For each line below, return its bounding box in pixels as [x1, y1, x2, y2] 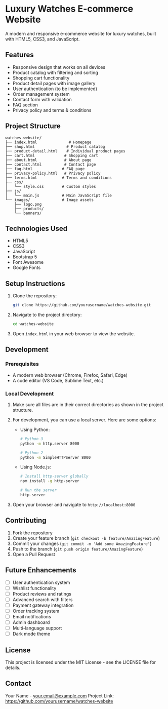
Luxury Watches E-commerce [5, 3, 134, 15]
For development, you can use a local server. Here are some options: [12, 416, 157, 423]
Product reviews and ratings [12, 590, 72, 597]
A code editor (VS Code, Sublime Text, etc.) [12, 377, 104, 383]
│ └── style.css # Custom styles [5, 184, 96, 189]
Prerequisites [5, 361, 39, 368]
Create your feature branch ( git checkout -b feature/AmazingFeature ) [12, 535, 160, 541]
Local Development [5, 390, 54, 397]
